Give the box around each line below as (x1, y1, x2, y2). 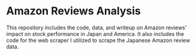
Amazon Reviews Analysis (6, 4, 141, 18)
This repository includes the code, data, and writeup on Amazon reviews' (6, 24, 187, 31)
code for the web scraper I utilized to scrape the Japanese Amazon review (6, 36, 191, 44)
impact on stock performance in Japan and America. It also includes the (6, 30, 185, 37)
